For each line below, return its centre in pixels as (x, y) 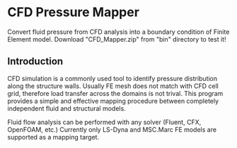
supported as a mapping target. (53, 137)
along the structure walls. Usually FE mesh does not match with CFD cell (113, 86)
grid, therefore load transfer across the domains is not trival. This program (115, 93)
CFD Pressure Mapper (74, 12)
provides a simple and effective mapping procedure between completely (113, 101)
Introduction (35, 62)
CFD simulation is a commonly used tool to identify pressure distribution (112, 78)
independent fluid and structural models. (67, 108)
